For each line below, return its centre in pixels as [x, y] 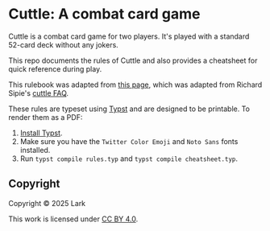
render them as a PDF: [46, 117]
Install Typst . [41, 133]
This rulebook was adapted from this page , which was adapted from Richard [135, 85]
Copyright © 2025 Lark [47, 203]
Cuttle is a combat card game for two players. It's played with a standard [129, 36]
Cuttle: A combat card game [104, 14]
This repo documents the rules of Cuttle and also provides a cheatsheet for [133, 60]
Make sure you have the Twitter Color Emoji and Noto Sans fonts [129, 141]
